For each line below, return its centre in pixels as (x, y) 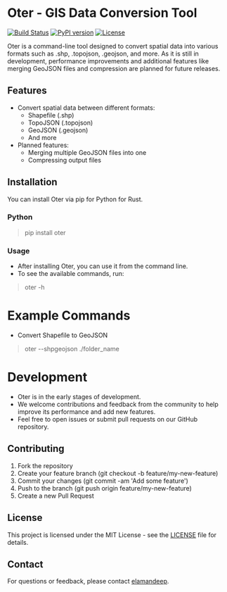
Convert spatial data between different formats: (86, 108)
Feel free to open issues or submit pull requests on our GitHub (108, 420)
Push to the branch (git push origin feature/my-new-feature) (104, 488)
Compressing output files (65, 160)
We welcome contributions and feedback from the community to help (118, 404)
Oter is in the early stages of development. (79, 397)
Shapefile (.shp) (51, 115)
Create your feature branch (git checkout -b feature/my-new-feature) (118, 473)
